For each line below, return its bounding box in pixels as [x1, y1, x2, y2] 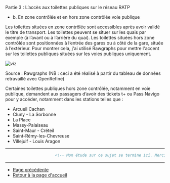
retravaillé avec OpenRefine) [5, 76, 65, 81]
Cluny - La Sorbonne [12, 111, 57, 117]
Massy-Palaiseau [12, 122, 49, 128]
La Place [12, 117, 31, 123]
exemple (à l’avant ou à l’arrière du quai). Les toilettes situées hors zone [5, 35, 155, 40]
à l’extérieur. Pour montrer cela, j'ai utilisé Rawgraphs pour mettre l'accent [5, 45, 159, 51]
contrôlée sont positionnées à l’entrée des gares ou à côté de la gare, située [5, 40, 163, 46]
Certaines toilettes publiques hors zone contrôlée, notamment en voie [5, 85, 151, 91]
